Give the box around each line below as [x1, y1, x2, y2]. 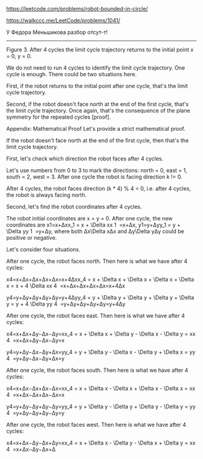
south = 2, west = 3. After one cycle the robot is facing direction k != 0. [6, 173, 182, 180]
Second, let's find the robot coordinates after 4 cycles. [6, 203, 142, 210]
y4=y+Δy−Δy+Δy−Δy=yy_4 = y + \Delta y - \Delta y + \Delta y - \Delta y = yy [6, 403, 196, 410]
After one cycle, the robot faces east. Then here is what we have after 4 [6, 312, 185, 319]
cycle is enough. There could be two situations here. [6, 71, 137, 78]
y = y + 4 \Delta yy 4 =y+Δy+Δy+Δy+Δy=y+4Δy [6, 300, 126, 308]
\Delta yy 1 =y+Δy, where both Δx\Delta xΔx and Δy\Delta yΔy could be [6, 228, 184, 235]
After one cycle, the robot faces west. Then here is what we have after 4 [6, 421, 186, 428]
